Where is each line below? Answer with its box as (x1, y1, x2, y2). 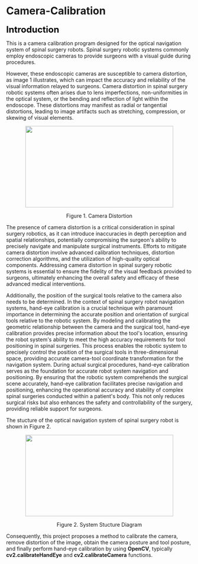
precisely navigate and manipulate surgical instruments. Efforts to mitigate (6, 242, 187, 249)
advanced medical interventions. (6, 280, 86, 287)
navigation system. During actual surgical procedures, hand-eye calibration (6, 361, 190, 368)
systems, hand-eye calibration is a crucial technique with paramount (6, 304, 173, 312)
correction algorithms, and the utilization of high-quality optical (6, 255, 160, 262)
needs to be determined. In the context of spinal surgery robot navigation (6, 298, 184, 305)
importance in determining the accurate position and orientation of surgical (6, 310, 189, 318)
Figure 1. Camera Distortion (66, 212, 133, 219)
